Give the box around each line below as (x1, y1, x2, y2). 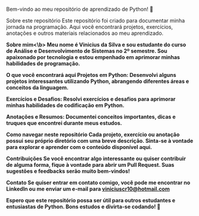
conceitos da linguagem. (6, 84, 69, 91)
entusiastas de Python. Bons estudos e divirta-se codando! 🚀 (6, 203, 161, 210)
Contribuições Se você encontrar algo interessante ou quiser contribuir (6, 155, 186, 162)
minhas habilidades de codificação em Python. (6, 102, 125, 109)
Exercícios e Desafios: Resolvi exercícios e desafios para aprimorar (6, 95, 176, 102)
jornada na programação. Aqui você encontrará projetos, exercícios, (6, 24, 173, 30)
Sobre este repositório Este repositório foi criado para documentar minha (6, 17, 185, 24)
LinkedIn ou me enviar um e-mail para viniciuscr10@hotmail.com (6, 185, 170, 192)
